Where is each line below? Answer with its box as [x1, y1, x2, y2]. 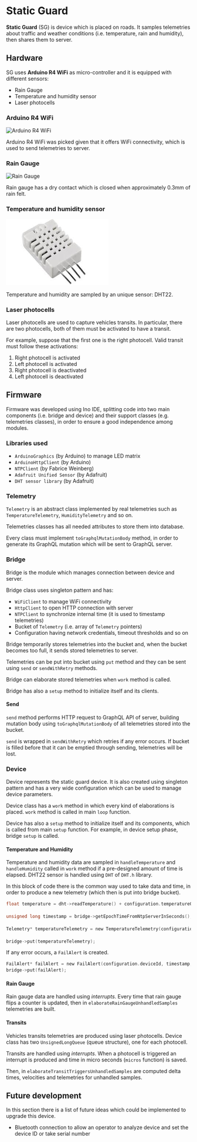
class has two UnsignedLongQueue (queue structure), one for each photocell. [6, 1038, 188, 1046]
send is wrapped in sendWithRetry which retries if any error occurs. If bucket [6, 737, 189, 745]
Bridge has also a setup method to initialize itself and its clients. [6, 687, 159, 694]
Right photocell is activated [14, 354, 80, 361]
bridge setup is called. [6, 833, 60, 840]
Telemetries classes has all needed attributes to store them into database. [6, 523, 185, 530]
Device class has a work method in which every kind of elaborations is [6, 802, 175, 810]
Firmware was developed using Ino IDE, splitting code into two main [6, 405, 170, 412]
